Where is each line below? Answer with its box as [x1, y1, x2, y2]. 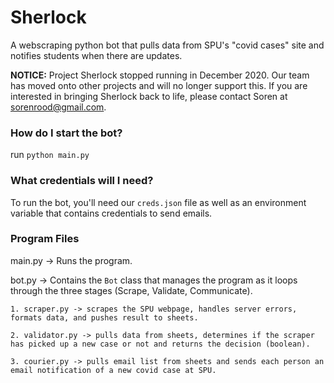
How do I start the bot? [10, 126, 123, 140]
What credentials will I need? [10, 174, 154, 188]
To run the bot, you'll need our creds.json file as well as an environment [10, 196, 307, 208]
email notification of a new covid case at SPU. [10, 365, 217, 375]
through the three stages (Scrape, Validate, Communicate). [10, 284, 253, 296]
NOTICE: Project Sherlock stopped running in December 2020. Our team [10, 69, 310, 81]
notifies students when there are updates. [10, 49, 183, 61]
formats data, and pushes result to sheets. [10, 312, 199, 323]
